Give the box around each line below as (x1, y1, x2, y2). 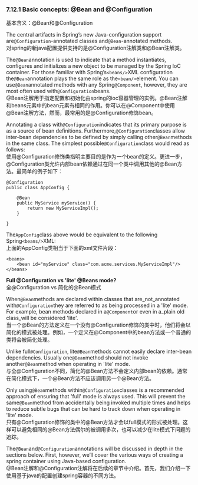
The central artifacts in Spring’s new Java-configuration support (6, 31, 162, 38)
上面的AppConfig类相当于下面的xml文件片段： (6, 245, 119, 252)
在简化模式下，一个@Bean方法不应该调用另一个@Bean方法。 (6, 375, 155, 382)
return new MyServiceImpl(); (27, 206, 99, 212)
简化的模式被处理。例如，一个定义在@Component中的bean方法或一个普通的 (6, 329, 192, 336)
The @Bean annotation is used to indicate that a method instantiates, (6, 56, 167, 64)
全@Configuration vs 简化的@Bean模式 (6, 284, 101, 291)
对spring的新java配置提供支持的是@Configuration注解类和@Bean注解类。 (6, 44, 186, 52)
